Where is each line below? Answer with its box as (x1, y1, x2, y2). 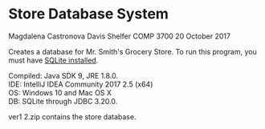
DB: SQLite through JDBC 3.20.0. (8, 96, 118, 106)
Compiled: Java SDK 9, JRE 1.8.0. (8, 71, 119, 80)
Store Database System (8, 5, 169, 23)
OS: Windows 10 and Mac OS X (8, 87, 112, 97)
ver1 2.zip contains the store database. (8, 111, 137, 121)
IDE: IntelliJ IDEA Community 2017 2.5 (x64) (8, 79, 153, 89)
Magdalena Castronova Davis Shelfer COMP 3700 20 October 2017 (8, 31, 231, 41)
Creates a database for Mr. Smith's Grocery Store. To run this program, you (8, 46, 257, 56)
